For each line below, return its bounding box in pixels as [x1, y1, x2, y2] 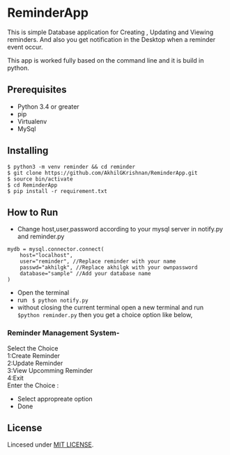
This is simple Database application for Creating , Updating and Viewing [7, 28, 214, 36]
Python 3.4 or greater [17, 102, 79, 111]
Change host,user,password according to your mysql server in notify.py [17, 225, 223, 233]
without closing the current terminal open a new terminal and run [17, 303, 204, 311]
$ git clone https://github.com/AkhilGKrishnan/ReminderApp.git [7, 169, 198, 176]
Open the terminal [17, 288, 70, 297]
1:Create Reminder [7, 351, 61, 360]
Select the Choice [7, 344, 59, 353]
